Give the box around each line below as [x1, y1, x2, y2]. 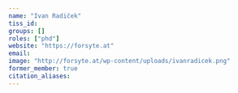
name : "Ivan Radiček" [8, 11, 82, 20]
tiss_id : [8, 19, 38, 27]
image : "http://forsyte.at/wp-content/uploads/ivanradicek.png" [8, 57, 231, 66]
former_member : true [8, 65, 79, 73]
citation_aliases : [8, 72, 71, 80]
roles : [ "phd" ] [8, 34, 60, 43]
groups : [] [8, 27, 45, 35]
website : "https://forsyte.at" [8, 42, 115, 50]
